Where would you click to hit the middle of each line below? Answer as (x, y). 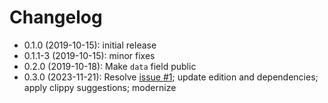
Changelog (56, 17)
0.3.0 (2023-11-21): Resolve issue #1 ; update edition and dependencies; (171, 77)
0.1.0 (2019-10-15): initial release (90, 45)
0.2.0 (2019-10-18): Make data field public (110, 66)
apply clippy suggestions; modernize (100, 87)
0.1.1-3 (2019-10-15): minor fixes (89, 55)
